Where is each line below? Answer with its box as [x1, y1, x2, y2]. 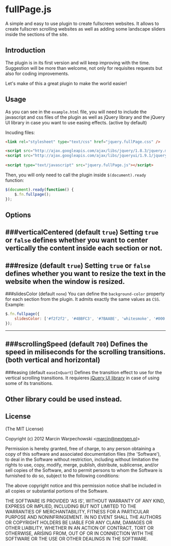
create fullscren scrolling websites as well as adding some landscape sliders [5, 25, 165, 32]
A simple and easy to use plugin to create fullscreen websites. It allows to [5, 20, 159, 27]
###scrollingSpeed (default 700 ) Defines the [5, 340, 148, 349]
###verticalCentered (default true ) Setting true [5, 228, 159, 237]
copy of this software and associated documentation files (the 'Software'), [5, 451, 161, 457]
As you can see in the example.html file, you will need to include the [5, 109, 147, 115]
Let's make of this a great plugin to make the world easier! [5, 80, 127, 86]
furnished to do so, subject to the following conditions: [5, 473, 120, 479]
